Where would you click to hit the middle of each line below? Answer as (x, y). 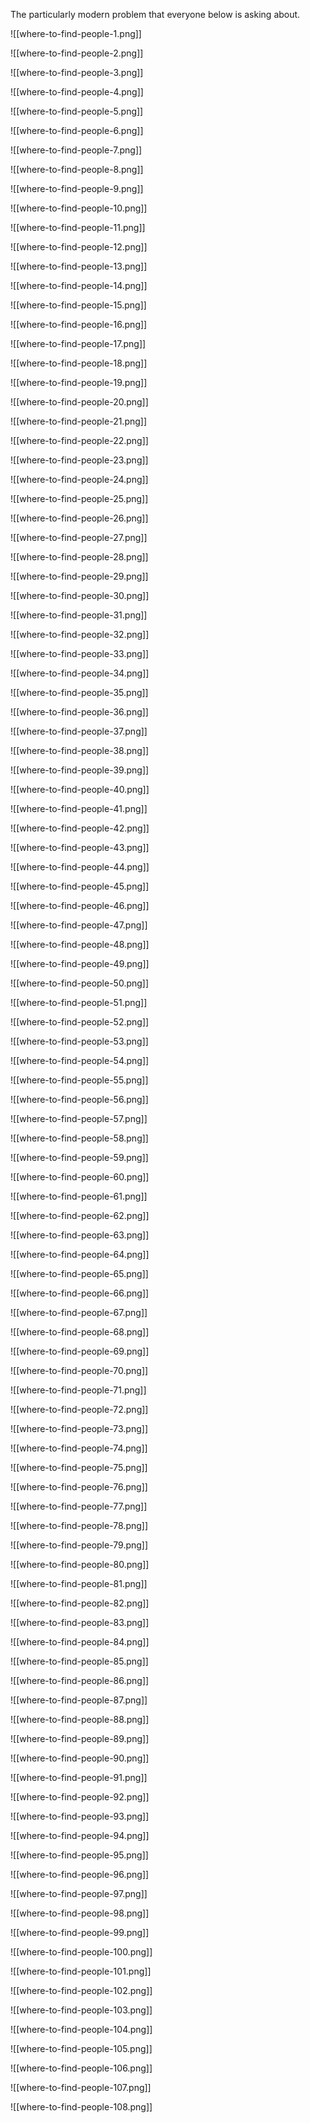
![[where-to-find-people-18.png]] (79, 363)
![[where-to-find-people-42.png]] (80, 828)
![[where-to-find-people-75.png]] (79, 1467)
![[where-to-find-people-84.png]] (80, 1642)
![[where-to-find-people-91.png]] (79, 1777)
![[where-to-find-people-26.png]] (79, 518)
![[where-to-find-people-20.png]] (79, 402)
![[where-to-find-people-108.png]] (81, 2107)
